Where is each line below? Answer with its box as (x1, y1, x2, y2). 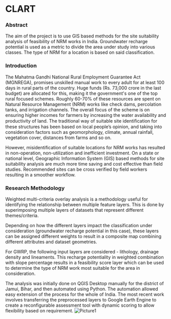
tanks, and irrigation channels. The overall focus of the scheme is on (5, 106, 150, 113)
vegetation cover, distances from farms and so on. (5, 134, 112, 141)
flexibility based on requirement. (5, 308, 74, 314)
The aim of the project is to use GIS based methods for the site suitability (5, 33, 159, 39)
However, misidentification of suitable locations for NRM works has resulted (5, 144, 165, 150)
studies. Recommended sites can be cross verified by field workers (5, 166, 147, 172)
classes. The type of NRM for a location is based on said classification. (5, 49, 155, 55)
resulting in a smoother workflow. (5, 171, 76, 177)
